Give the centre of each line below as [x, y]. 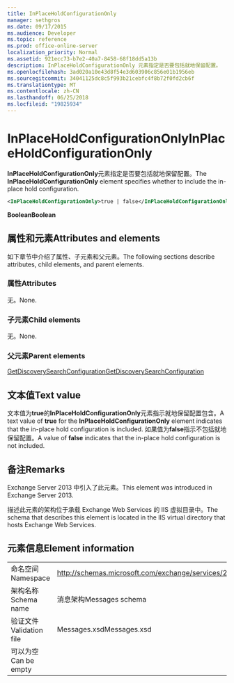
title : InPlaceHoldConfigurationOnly [62, 14]
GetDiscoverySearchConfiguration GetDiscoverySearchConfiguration [106, 371]
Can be [23, 660]
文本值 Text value [44, 395]
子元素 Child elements [44, 319]
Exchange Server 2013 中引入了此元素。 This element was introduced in [110, 488]
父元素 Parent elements [46, 356]
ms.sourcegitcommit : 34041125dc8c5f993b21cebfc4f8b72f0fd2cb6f [101, 78]
